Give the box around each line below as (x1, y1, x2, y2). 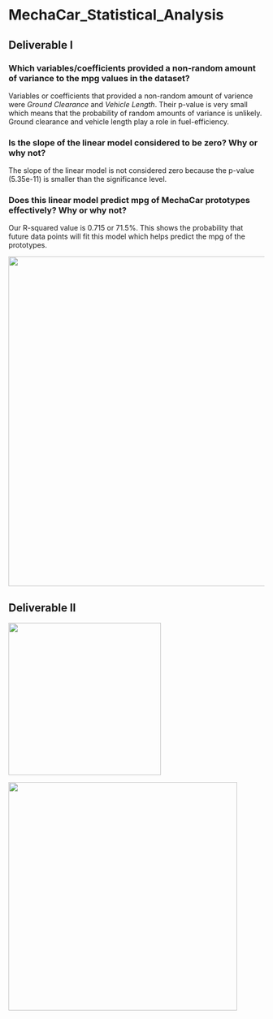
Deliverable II (8, 601, 76, 615)
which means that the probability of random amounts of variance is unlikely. (8, 108, 262, 118)
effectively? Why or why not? (8, 205, 128, 216)
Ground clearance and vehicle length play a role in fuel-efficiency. (8, 116, 230, 127)
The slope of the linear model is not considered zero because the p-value (8, 166, 254, 175)
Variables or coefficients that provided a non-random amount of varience (8, 91, 253, 101)
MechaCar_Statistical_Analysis (8, 6, 224, 24)
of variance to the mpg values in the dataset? (8, 72, 190, 84)
